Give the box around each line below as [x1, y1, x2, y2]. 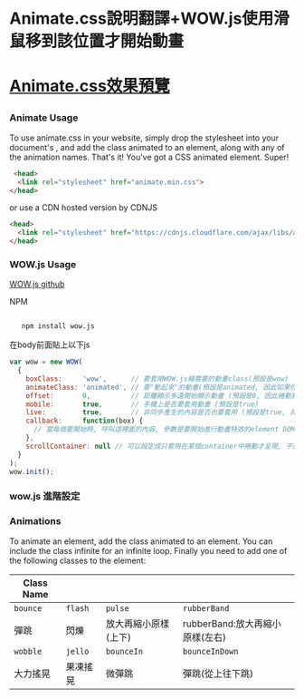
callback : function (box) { [25, 416, 144, 426]
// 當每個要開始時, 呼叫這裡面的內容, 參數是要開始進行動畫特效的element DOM [33, 425, 296, 434]
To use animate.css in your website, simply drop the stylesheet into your [9, 132, 279, 143]
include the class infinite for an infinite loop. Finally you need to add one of [9, 545, 288, 556]
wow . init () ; [9, 467, 54, 476]
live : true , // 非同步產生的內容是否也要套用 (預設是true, [25, 408, 287, 417]
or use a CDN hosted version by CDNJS [9, 202, 158, 213]
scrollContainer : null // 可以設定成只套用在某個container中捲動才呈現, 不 [25, 442, 293, 451]
